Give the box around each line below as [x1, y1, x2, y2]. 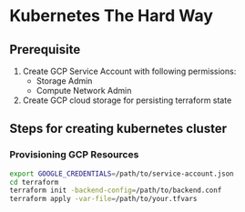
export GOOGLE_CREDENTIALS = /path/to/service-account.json [9, 169, 234, 178]
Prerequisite [9, 42, 81, 57]
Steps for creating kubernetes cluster [9, 121, 228, 136]
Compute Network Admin [36, 86, 132, 96]
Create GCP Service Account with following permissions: [22, 66, 237, 76]
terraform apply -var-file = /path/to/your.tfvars [9, 195, 198, 204]
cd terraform [9, 177, 59, 187]
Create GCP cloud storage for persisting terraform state [22, 95, 232, 106]
